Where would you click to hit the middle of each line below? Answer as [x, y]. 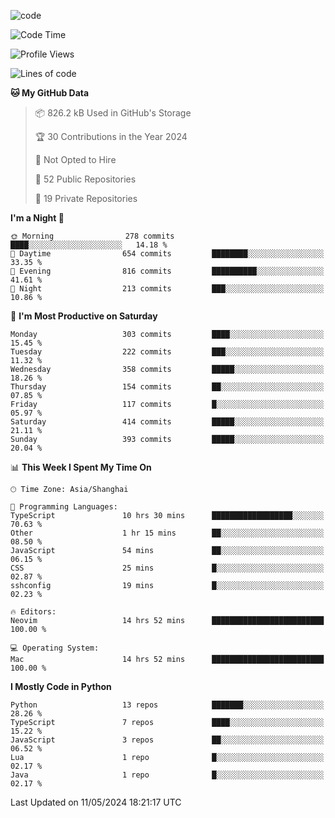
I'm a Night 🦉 [37, 218]
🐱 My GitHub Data [50, 93]
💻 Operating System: [55, 648]
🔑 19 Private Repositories [86, 198]
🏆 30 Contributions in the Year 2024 [111, 136]
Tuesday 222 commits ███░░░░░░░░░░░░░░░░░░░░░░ [167, 352]
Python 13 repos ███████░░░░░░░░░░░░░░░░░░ [167, 705]
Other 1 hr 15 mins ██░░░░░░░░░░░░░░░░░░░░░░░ [167, 533]
